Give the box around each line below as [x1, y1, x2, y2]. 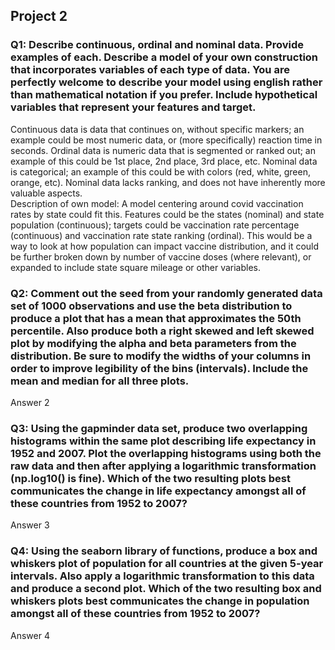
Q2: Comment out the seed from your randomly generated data [10, 286, 323, 300]
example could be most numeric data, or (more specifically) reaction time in [10, 134, 323, 146]
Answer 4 [10, 629, 50, 641]
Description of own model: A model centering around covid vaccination [10, 197, 304, 209]
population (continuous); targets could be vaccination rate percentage [10, 219, 300, 231]
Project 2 [10, 8, 68, 25]
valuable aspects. [10, 187, 83, 199]
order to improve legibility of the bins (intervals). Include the [10, 361, 309, 375]
